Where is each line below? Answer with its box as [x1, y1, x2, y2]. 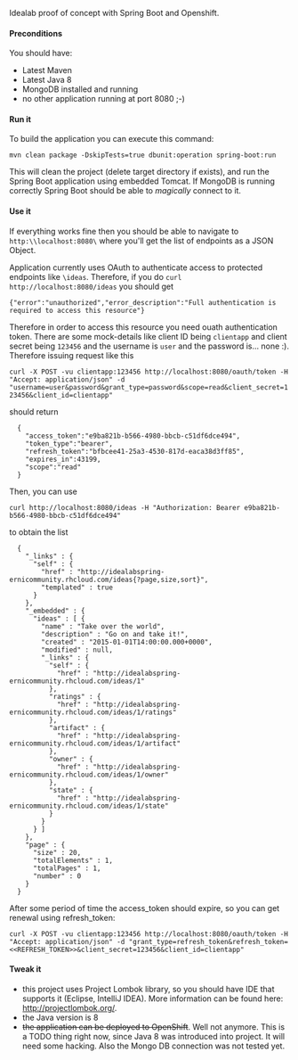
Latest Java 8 [21, 75, 72, 86]
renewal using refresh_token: [9, 912, 116, 923]
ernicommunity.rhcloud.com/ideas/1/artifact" [9, 739, 181, 748]
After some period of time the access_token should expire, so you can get [9, 902, 280, 913]
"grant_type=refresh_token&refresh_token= [128, 937, 289, 946]
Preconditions [9, 28, 62, 38]
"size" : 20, [32, 848, 82, 857]
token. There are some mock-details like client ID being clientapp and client [9, 331, 287, 341]
